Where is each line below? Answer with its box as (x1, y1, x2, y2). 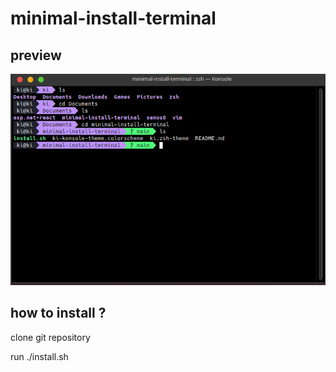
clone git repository (10, 331, 91, 343)
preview (10, 47, 62, 64)
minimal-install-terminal (10, 7, 217, 30)
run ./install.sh (10, 350, 69, 362)
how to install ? (10, 305, 107, 322)
